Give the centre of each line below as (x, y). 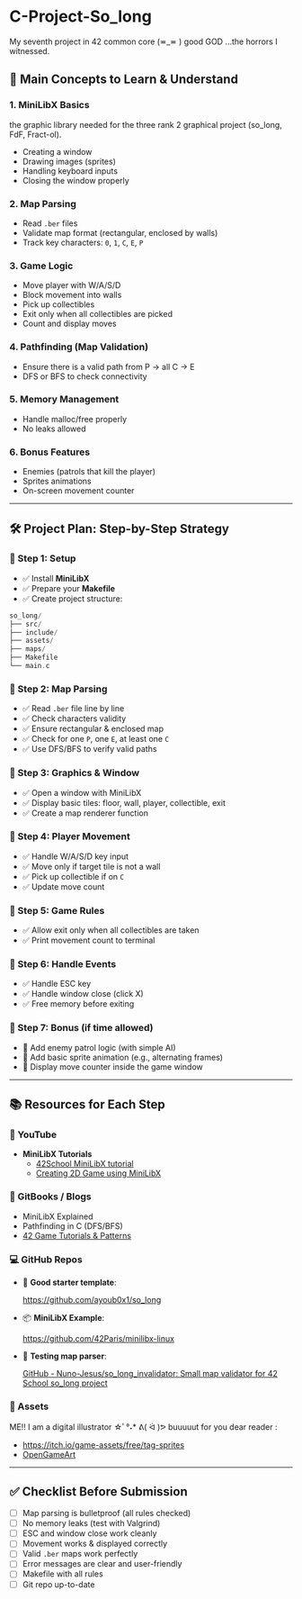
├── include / (34, 632)
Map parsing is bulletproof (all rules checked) (107, 1513)
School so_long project (65, 1383)
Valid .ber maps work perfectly (80, 1554)
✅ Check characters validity (74, 718)
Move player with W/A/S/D (71, 285)
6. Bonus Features (50, 452)
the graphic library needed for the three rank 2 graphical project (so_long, (146, 124)
